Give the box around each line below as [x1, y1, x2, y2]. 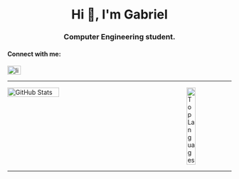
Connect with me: [7, 49, 62, 58]
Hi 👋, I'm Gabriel [70, 6, 169, 23]
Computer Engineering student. [63, 32, 176, 42]
